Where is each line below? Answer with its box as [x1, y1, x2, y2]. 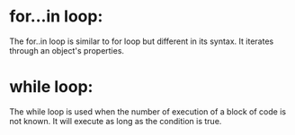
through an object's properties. [9, 45, 124, 55]
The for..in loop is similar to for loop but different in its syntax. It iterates [9, 36, 274, 46]
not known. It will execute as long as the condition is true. [9, 115, 222, 126]
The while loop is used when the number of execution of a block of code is [9, 105, 286, 117]
